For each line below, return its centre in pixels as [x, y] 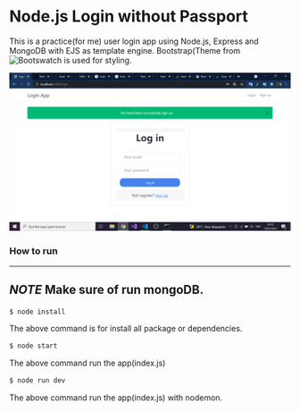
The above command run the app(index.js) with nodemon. [116, 398]
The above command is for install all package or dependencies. [126, 329]
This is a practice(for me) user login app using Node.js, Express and [134, 41]
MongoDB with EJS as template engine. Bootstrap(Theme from [125, 50]
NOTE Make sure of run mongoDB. [106, 290]
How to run [33, 251]
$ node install [37, 311]
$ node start [33, 346]
